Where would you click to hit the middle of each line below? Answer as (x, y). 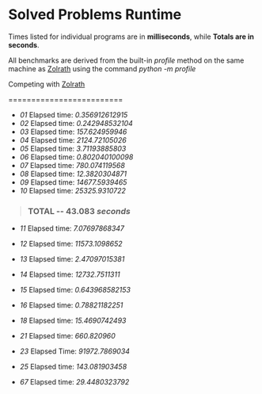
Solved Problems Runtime (95, 15)
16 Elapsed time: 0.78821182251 (71, 305)
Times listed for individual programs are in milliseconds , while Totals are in (131, 36)
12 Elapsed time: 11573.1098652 (71, 244)
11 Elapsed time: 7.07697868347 (72, 228)
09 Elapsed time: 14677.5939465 (73, 182)
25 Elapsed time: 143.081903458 (73, 367)
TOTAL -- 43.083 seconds (79, 211)
